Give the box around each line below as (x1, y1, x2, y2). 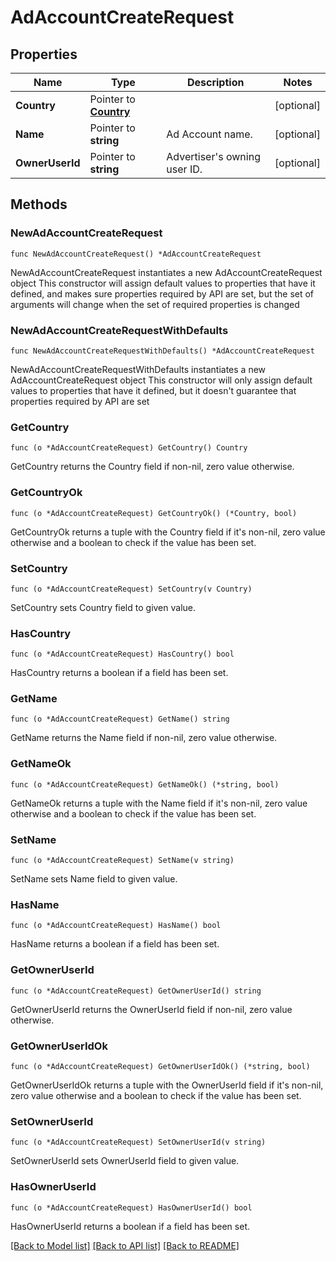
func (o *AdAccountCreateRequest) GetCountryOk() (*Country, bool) (10, 508, 298, 518)
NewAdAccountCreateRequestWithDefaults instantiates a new (10, 363, 267, 375)
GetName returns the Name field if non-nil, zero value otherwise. (10, 732, 278, 744)
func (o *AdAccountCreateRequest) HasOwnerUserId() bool (10, 1202, 253, 1213)
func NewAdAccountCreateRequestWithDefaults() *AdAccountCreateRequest (10, 346, 315, 356)
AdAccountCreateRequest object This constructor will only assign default (10, 374, 313, 386)
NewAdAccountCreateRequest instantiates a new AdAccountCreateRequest (10, 266, 323, 278)
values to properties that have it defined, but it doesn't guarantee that (10, 384, 297, 396)
